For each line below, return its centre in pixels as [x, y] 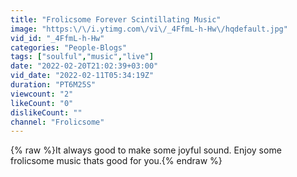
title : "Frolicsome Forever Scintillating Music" [116, 19]
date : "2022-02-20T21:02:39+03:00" [84, 66]
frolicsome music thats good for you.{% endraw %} [116, 161]
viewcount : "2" [42, 94]
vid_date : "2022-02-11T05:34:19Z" [82, 76]
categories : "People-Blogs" [69, 47]
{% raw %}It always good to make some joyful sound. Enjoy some [146, 150]
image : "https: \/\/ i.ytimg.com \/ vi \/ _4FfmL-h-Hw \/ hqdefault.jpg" [149, 29]
